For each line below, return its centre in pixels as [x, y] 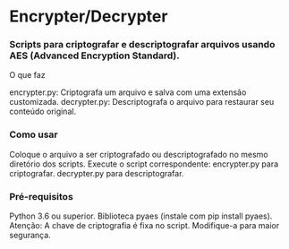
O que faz [28, 75]
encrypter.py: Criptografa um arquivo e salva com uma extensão [128, 92]
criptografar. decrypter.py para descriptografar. [97, 173]
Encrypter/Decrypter [89, 17]
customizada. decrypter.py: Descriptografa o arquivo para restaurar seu [142, 102]
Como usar [34, 134]
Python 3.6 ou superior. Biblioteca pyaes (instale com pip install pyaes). [141, 216]
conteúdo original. [43, 112]
